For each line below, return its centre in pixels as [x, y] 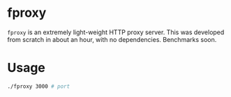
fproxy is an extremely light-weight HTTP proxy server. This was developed [116, 32]
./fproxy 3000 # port [39, 86]
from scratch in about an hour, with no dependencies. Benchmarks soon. [112, 39]
